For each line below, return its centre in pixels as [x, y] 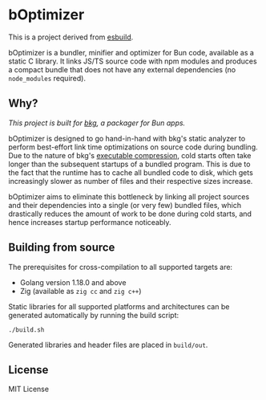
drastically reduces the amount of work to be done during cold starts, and [130, 214]
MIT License [29, 389]
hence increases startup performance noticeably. [90, 222]
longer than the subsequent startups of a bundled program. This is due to [129, 164]
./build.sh [26, 330]
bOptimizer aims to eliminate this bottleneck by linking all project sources [129, 196]
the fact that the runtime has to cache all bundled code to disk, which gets [131, 172]
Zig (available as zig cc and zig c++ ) [81, 291]
